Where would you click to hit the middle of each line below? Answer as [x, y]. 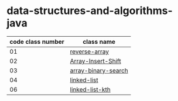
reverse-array [90, 51]
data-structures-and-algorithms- [90, 11]
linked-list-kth [90, 89]
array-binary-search [99, 70]
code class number [37, 41]
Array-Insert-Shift [96, 61]
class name [99, 41]
